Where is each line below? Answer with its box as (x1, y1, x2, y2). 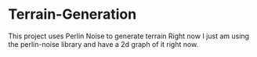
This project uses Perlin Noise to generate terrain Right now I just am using (8, 31, 249, 41)
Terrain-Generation (8, 5, 137, 23)
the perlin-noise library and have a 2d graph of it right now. (8, 39, 199, 48)
